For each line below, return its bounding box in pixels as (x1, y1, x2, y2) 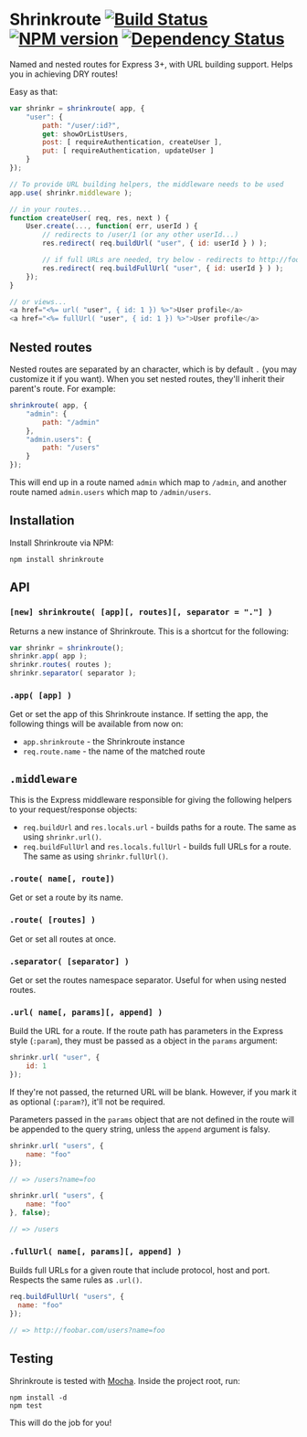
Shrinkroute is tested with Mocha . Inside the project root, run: (9, 1375, 240, 1386)
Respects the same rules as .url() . (9, 1274, 143, 1285)
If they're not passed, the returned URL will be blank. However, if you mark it (9, 1086, 297, 1097)
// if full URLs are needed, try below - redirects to (42, 256, 256, 265)
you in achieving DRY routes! (9, 69, 119, 79)
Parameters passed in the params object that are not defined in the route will (9, 1114, 295, 1125)
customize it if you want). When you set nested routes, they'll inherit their (9, 374, 285, 384)
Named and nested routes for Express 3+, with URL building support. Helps (9, 58, 293, 69)
